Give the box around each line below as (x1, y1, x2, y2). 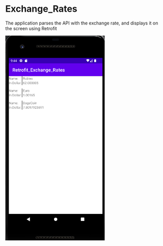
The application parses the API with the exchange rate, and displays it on (5, 20, 158, 26)
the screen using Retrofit (5, 25, 57, 31)
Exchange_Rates (5, 3, 77, 15)
